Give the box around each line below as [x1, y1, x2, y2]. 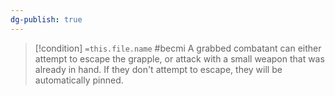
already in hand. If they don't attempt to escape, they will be [34, 63, 283, 75]
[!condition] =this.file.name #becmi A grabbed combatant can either [34, 42, 322, 54]
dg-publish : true [10, 14, 83, 25]
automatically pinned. [34, 74, 124, 86]
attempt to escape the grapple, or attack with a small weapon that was [34, 52, 325, 65]
